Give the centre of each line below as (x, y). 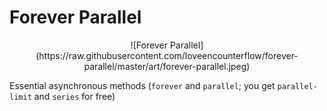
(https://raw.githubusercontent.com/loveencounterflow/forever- (167, 55)
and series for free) (74, 96)
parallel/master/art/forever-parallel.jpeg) (167, 66)
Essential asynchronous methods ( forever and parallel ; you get (142, 85)
